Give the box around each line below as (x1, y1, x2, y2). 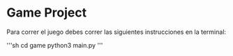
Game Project (6, 5, 87, 21)
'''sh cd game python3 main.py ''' (6, 41, 103, 49)
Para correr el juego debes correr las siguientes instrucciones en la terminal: (6, 28, 227, 36)
